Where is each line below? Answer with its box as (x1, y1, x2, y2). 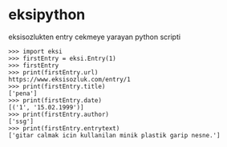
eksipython (8, 6, 86, 24)
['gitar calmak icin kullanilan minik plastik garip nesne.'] (8, 131, 221, 139)
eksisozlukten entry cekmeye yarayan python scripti (8, 32, 181, 42)
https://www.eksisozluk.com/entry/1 (8, 75, 131, 83)
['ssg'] (8, 117, 34, 125)
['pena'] (8, 89, 38, 97)
